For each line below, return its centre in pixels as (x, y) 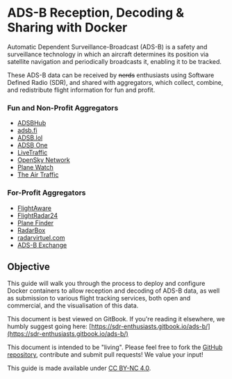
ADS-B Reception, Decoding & (96, 13)
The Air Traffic (38, 175)
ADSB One (32, 145)
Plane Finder (35, 223)
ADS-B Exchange (42, 245)
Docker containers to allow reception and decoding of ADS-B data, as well (114, 291)
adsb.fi (27, 131)
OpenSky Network (44, 160)
